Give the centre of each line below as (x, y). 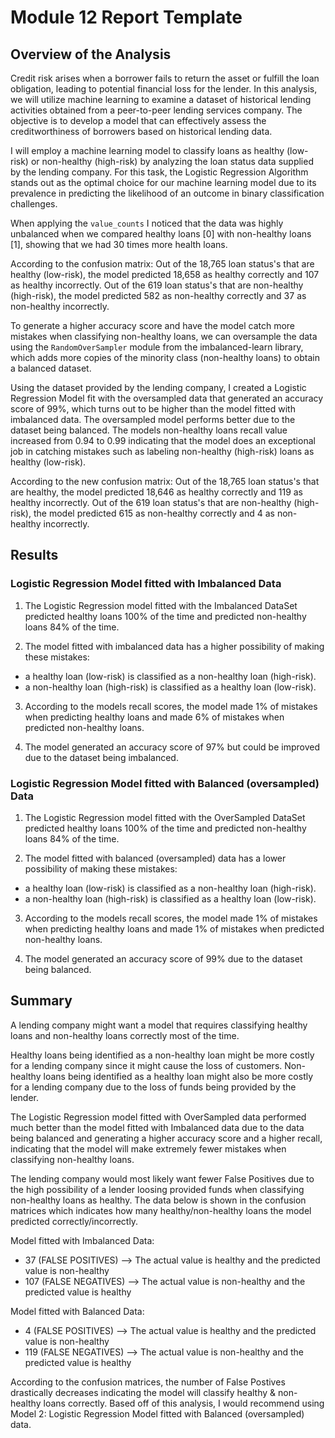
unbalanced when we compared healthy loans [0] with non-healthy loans (161, 234)
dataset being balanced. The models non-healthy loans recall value (149, 430)
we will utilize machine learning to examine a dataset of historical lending (161, 99)
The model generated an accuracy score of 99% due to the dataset (163, 958)
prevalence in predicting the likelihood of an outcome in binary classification (167, 193)
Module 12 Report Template (126, 17)
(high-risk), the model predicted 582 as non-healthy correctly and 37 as (158, 295)
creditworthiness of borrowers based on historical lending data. (141, 131)
